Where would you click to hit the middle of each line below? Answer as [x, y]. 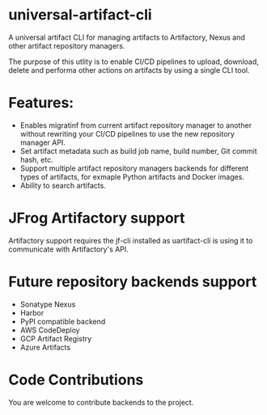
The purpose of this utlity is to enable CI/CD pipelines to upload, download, [133, 61]
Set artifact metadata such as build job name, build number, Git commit [138, 150]
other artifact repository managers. [67, 45]
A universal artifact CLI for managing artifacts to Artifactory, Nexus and [127, 37]
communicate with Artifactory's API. [69, 249]
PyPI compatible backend [63, 321]
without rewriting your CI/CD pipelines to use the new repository [127, 133]
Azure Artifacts [45, 347]
